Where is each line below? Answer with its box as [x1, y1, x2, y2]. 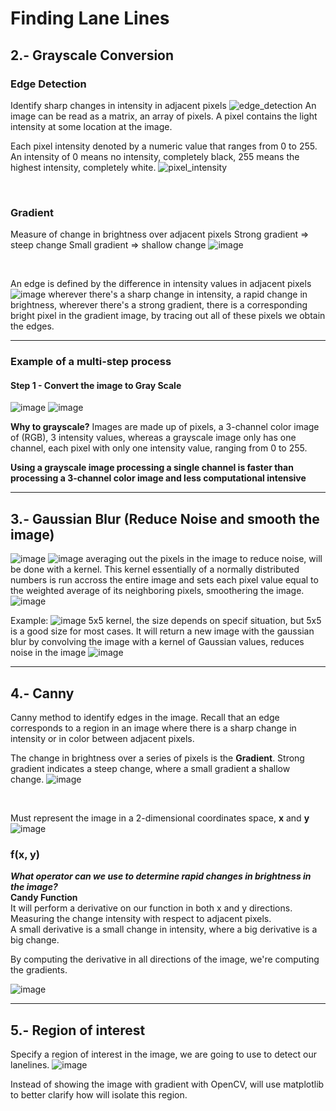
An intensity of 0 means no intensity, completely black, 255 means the [10, 150, 300, 162]
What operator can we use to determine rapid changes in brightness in [10, 870, 312, 882]
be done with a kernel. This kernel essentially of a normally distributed [10, 563, 300, 576]
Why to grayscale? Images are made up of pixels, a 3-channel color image [10, 421, 320, 433]
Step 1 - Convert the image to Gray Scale [10, 379, 182, 391]
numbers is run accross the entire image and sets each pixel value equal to [10, 574, 319, 586]
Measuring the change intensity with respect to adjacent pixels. [10, 913, 272, 925]
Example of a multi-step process [10, 355, 172, 369]
